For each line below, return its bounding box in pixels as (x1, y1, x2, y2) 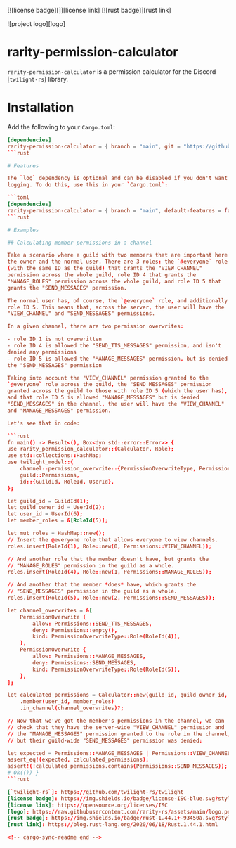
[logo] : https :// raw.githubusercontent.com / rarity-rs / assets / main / (7, 808, 209, 815)
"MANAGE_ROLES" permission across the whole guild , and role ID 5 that (7, 278, 222, 285)
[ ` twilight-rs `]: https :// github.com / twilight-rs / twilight (7, 788, 184, 795)
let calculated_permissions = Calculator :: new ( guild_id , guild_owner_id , (7, 692, 228, 699)
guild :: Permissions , (20, 471, 80, 479)
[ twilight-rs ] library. (7, 75, 69, 83)
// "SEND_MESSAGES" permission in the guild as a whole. (7, 588, 178, 595)
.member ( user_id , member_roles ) (20, 698, 114, 705)
